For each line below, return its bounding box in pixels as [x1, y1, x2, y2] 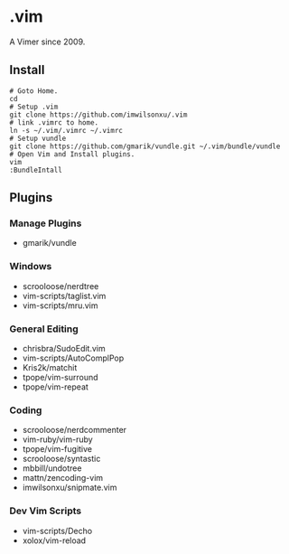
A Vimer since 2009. [9, 36, 86, 47]
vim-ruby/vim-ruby [22, 434, 93, 445]
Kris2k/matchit [22, 362, 78, 373]
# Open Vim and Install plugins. [9, 149, 135, 159]
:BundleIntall [9, 165, 63, 174]
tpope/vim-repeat [22, 381, 89, 392]
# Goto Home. [9, 86, 59, 96]
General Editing [9, 323, 79, 335]
